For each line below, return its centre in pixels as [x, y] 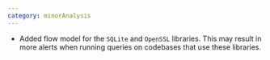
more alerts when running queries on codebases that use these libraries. [140, 47]
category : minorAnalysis [49, 16]
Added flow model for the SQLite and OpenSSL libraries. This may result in [140, 38]
